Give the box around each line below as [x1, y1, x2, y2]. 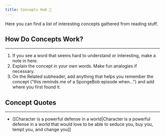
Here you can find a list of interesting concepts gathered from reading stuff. [5, 21, 158, 27]
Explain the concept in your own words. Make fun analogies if [12, 63, 137, 69]
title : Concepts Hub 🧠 [5, 7, 52, 12]
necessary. [12, 68, 35, 74]
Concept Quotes [5, 98, 56, 106]
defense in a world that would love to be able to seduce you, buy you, [12, 121, 153, 127]
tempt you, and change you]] [12, 127, 71, 133]
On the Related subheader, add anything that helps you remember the [12, 73, 154, 79]
